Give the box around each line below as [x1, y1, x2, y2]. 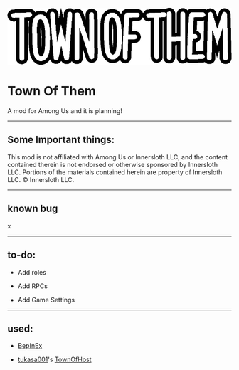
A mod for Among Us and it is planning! [7, 107, 122, 115]
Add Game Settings [17, 295, 75, 304]
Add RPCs [17, 282, 48, 290]
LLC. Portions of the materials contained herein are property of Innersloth [7, 168, 223, 176]
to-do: [7, 249, 36, 261]
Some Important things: [7, 134, 115, 146]
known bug [7, 203, 58, 215]
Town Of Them [7, 83, 96, 100]
